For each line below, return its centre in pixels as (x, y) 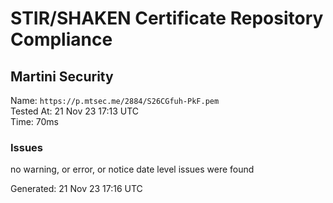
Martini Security (62, 76)
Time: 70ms (35, 121)
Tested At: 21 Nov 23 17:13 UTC (75, 111)
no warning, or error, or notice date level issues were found (132, 169)
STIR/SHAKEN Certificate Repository (167, 18)
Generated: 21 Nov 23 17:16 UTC (76, 189)
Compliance (61, 39)
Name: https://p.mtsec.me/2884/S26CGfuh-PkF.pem (115, 100)
